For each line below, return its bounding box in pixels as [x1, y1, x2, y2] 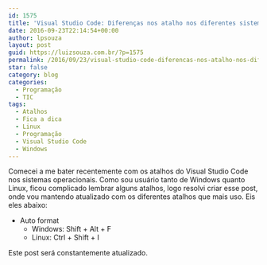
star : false [8, 64, 48, 72]
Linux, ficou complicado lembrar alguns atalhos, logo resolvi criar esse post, [8, 184, 258, 193]
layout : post [8, 41, 52, 49]
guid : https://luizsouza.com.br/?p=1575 [8, 49, 145, 57]
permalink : [8, 57, 44, 64]
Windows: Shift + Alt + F [31, 224, 111, 234]
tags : [8, 100, 26, 108]
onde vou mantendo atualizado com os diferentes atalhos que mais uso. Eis [8, 192, 256, 201]
